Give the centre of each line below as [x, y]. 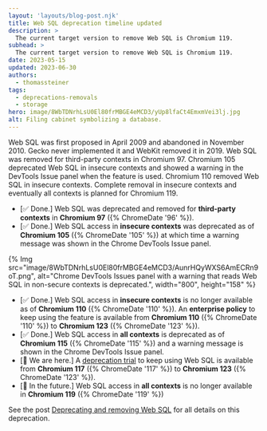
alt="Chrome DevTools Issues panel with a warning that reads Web [147, 275]
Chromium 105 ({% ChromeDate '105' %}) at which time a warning [130, 235]
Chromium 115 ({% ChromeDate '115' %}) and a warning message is [132, 343]
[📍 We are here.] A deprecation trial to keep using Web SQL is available [136, 360]
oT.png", [22, 275]
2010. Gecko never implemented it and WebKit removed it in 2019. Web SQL [133, 150]
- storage [31, 105]
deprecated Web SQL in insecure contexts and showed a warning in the [126, 168]
